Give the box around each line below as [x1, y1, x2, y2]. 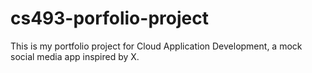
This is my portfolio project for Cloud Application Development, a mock [10, 40, 303, 52]
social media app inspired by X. [10, 50, 140, 62]
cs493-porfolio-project [10, 7, 209, 30]
